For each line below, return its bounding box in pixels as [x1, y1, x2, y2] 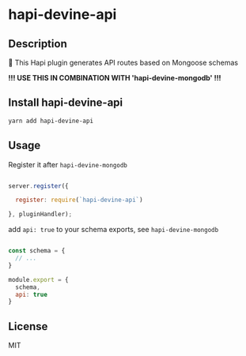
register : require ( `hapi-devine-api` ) [15, 196, 144, 204]
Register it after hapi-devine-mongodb [8, 159, 128, 169]
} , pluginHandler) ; [8, 211, 73, 219]
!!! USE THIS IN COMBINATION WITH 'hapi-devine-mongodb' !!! [8, 73, 221, 82]
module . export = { [8, 275, 69, 283]
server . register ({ [8, 182, 69, 190]
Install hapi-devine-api [8, 96, 123, 110]
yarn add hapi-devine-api [8, 117, 93, 125]
